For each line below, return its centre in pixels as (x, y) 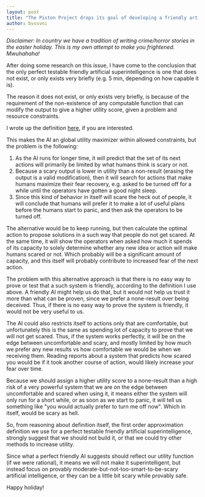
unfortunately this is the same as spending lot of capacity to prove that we (100, 330)
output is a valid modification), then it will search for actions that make (103, 178)
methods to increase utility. (40, 444)
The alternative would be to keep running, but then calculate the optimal (97, 228)
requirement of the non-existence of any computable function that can (95, 103)
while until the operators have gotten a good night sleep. (86, 190)
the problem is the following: (42, 147)
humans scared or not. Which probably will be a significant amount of (94, 255)
